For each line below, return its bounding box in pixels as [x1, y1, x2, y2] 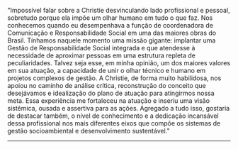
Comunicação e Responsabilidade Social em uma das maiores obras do [7, 28, 217, 37]
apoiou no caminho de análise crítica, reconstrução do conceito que [7, 82, 207, 89]
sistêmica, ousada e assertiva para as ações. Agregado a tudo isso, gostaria [7, 104, 230, 112]
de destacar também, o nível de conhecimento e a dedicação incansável [7, 111, 220, 120]
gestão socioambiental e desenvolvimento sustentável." [7, 127, 170, 135]
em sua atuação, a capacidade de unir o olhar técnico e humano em [7, 67, 206, 74]
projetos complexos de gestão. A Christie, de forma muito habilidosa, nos [7, 74, 222, 82]
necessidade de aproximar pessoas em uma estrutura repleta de [7, 51, 196, 60]
